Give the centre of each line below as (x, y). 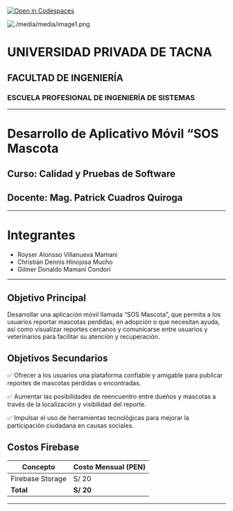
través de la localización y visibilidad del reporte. (77, 404)
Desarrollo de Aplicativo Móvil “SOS (113, 134)
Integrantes (41, 235)
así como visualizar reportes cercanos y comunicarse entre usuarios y (107, 329)
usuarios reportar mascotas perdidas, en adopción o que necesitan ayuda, (114, 322)
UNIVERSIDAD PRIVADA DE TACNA (110, 52)
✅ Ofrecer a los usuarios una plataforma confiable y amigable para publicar (115, 375)
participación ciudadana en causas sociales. (70, 425)
